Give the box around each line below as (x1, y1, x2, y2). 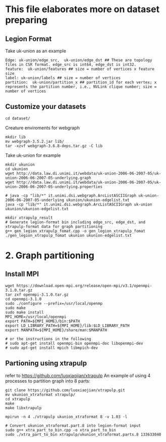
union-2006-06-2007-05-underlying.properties (5, 184, 102, 189)
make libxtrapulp (5, 405, 42, 411)
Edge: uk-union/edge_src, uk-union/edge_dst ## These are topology (5, 58, 152, 63)
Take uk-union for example (5, 152, 61, 158)
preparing (5, 14, 48, 26)
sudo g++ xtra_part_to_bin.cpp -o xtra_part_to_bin (5, 427, 116, 432)
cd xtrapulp (5, 396, 30, 401)
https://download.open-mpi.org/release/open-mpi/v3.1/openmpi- (16, 283, 152, 288)
